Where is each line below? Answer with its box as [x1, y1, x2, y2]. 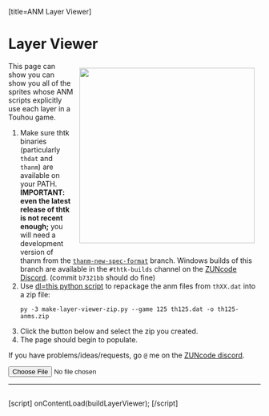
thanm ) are [19, 162, 54, 172]
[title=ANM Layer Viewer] [8, 7, 92, 16]
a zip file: [19, 289, 50, 299]
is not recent [19, 212, 63, 223]
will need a [19, 230, 56, 240]
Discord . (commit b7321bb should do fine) [19, 273, 156, 282]
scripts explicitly [8, 95, 62, 105]
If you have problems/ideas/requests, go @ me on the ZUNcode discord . [8, 350, 245, 360]
